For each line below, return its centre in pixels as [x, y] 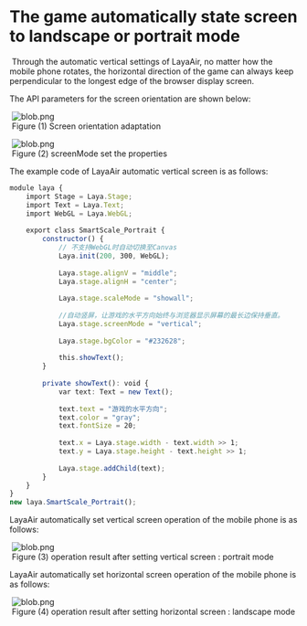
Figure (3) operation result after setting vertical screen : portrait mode [143, 557]
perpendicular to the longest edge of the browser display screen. [132, 80]
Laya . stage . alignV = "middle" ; [118, 273]
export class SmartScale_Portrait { [96, 230]
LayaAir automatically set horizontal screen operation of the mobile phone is [153, 575]
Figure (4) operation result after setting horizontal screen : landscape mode [153, 612]
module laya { [37, 188]
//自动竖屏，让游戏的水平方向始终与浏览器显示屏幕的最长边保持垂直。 [171, 316]
